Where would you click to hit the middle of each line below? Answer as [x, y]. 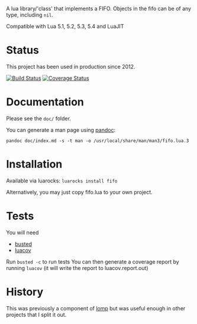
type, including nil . [30, 15]
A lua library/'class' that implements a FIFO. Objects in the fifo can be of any [98, 9]
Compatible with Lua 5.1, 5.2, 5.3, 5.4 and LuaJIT [65, 26]
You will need [22, 232]
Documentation [45, 102]
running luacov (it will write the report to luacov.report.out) [77, 268]
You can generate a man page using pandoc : [61, 130]
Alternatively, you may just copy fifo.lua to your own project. [79, 192]
